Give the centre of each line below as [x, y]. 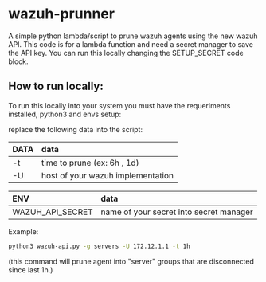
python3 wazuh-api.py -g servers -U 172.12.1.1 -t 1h [100, 246]
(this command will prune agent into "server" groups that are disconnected [131, 261]
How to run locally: [56, 86]
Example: [23, 231]
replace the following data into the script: [76, 129]
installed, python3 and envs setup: [65, 114]
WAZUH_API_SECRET [53, 212]
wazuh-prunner [62, 14]
